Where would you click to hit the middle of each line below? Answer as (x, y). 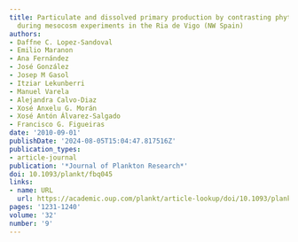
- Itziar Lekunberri (47, 83)
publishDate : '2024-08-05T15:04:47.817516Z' (93, 141)
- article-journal (43, 157)
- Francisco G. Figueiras (57, 125)
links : (21, 183)
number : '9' (31, 223)
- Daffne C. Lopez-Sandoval (61, 42)
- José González (39, 67)
